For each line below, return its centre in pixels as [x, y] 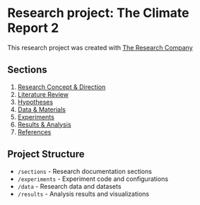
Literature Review [43, 94]
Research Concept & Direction [61, 87]
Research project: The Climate [98, 13]
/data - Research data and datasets [69, 186]
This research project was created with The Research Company [100, 47]
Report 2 [33, 28]
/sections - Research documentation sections [84, 171]
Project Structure [46, 154]
